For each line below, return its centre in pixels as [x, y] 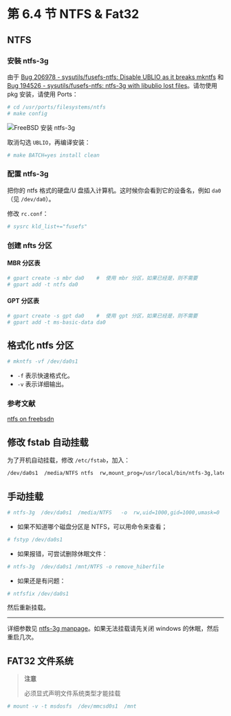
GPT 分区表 [23, 301]
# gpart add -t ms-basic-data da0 [57, 322]
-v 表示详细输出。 [42, 384]
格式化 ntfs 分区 [41, 345]
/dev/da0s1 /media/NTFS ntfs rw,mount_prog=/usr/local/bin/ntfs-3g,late [117, 473]
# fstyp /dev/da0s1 [35, 539]
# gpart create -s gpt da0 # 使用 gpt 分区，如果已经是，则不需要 [102, 316]
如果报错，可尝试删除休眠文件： [62, 553]
